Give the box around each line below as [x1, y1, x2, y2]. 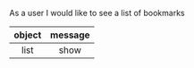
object [13, 29, 42, 41]
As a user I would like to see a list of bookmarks [9, 8, 185, 18]
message [50, 29, 91, 41]
